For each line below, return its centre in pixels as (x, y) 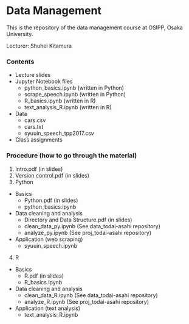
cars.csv (35, 120)
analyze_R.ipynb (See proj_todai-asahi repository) (87, 301)
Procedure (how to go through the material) (72, 156)
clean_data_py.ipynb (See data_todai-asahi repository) (92, 226)
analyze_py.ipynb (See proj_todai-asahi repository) (88, 232)
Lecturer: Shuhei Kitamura (39, 46)
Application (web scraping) (49, 239)
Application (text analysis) (48, 308)
